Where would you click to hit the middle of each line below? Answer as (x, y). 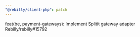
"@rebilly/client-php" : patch (36, 10)
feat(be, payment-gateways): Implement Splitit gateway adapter (70, 24)
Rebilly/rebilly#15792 (26, 29)
